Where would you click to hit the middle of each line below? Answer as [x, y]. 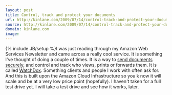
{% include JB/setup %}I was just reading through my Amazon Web [77, 49]
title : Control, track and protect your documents [60, 15]
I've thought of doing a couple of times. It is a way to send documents [79, 59]
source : [14, 24]
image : [12, 34]
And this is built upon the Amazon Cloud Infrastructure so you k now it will [83, 76]
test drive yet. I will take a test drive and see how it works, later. [72, 87]
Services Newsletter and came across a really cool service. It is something [84, 54]
